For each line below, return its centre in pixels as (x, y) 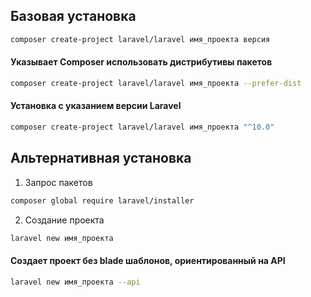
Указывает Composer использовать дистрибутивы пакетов (141, 62)
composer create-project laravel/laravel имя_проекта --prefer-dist (156, 83)
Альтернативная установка (101, 158)
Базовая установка (73, 16)
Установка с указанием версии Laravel (96, 106)
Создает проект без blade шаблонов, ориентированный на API (148, 260)
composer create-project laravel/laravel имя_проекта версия (140, 39)
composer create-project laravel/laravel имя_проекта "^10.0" (142, 127)
